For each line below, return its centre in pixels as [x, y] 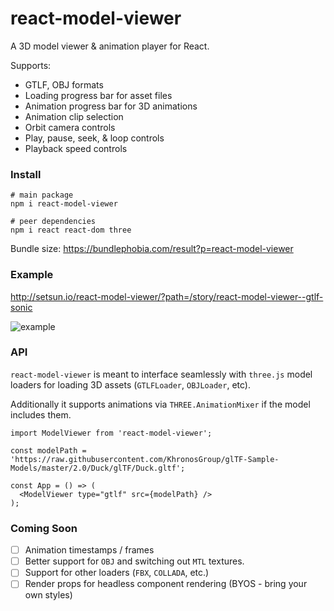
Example [32, 275]
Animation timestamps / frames [89, 550]
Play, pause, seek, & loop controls [94, 138]
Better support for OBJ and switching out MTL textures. [134, 561]
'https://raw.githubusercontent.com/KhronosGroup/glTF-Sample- [145, 459]
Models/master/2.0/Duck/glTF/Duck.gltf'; [98, 468]
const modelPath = [48, 450]
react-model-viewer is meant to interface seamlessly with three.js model [161, 374]
